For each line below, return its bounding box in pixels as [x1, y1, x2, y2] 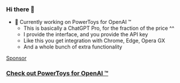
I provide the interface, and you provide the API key [23, 31, 148, 38]
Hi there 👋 [6, 5, 35, 13]
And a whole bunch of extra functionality [23, 43, 122, 50]
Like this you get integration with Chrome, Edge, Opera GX [23, 37, 166, 44]
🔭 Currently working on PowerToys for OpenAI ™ [14, 19, 131, 26]
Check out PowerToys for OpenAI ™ [6, 70, 109, 78]
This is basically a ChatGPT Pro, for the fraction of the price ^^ [23, 25, 175, 32]
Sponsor [6, 55, 27, 62]
